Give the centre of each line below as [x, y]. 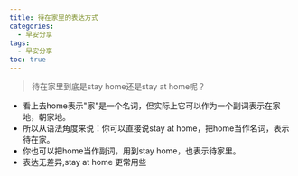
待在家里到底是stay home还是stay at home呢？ [118, 86]
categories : [32, 26]
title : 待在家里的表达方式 [54, 18]
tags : [19, 43]
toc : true [28, 60]
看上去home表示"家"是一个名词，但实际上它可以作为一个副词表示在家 [151, 106]
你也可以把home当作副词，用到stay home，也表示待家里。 [131, 151]
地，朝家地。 [46, 117]
